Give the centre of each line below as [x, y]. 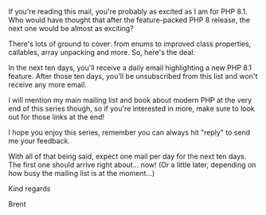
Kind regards [29, 189]
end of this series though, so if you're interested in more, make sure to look [131, 108]
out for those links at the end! [57, 117]
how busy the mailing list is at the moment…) [82, 173]
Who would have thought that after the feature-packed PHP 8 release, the [129, 20]
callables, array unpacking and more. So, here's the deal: [102, 52]
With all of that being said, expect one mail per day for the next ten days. [127, 156]
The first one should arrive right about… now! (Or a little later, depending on [132, 165]
